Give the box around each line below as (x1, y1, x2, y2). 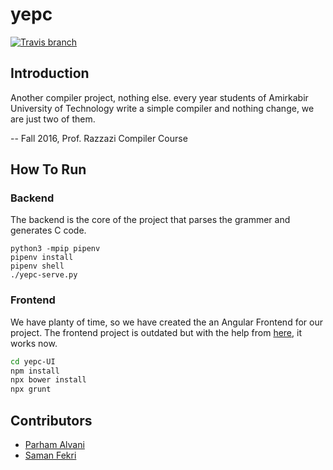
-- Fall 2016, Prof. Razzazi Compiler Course (10, 132, 188, 144)
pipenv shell (10, 261, 65, 272)
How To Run (10, 161, 87, 178)
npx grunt (10, 384, 52, 395)
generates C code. (10, 224, 87, 237)
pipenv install (10, 253, 74, 263)
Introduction (10, 65, 90, 82)
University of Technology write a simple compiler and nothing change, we (10, 102, 315, 114)
